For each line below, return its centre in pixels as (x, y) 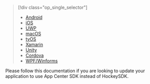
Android (34, 17)
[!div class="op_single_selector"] (53, 7)
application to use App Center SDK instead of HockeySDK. (67, 76)
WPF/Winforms (41, 61)
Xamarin (34, 45)
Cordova (35, 55)
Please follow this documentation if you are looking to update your (75, 71)
